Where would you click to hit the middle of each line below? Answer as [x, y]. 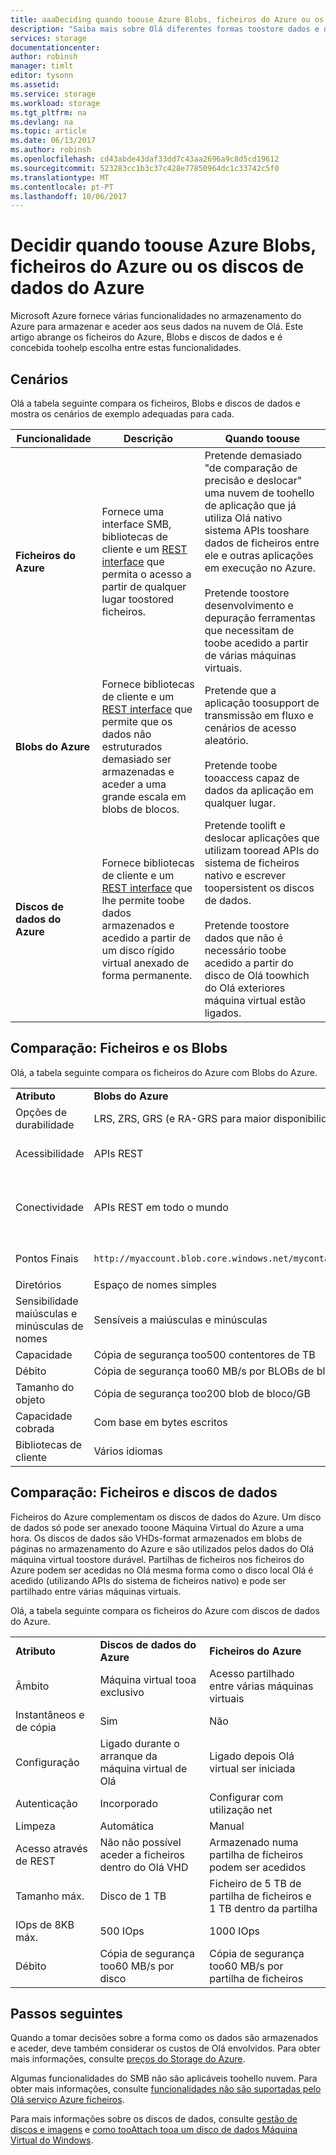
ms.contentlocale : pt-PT [62, 187]
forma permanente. [147, 975]
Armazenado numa [254, 1842]
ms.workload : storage [55, 103]
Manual [227, 1826]
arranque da [128, 1756]
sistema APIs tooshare [257, 530]
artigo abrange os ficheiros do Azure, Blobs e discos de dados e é [146, 337]
